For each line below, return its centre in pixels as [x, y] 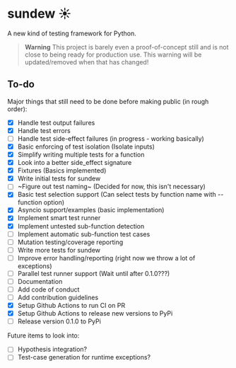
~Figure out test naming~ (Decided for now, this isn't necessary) [112, 187]
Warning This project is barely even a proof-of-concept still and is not [126, 47]
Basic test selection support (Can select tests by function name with [117, 195]
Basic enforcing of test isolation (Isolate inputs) [86, 146]
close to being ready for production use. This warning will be [113, 54]
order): [17, 109]
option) [54, 202]
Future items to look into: [43, 335]
